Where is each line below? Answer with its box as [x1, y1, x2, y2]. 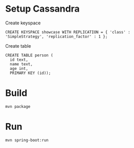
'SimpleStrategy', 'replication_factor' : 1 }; [5, 34, 108, 39]
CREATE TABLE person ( [5, 53, 53, 58]
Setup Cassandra [5, 3, 80, 15]
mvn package [5, 104, 30, 109]
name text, [10, 61, 33, 66]
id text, [10, 57, 28, 62]
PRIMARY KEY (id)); [10, 70, 51, 76]
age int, [10, 66, 28, 71]
